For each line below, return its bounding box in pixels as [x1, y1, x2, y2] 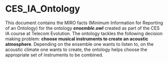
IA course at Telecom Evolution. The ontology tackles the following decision [5, 30, 163, 36]
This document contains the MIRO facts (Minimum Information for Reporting [5, 20, 163, 26]
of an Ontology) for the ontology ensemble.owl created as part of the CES [5, 25, 160, 31]
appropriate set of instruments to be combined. [5, 51, 103, 58]
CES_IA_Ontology [5, 3, 80, 15]
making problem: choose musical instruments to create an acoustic [5, 36, 149, 42]
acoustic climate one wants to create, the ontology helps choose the [5, 46, 147, 52]
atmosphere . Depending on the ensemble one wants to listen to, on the [5, 41, 154, 47]
